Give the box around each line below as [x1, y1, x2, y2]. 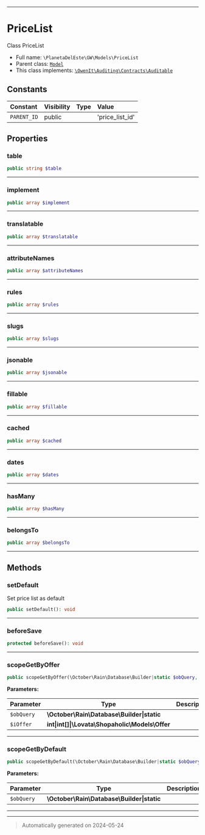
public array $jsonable [7, 370, 68, 376]
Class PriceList [7, 42, 44, 49]
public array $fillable [7, 403, 68, 410]
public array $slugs [7, 336, 60, 342]
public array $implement [7, 200, 70, 206]
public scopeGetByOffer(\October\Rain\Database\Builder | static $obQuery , [7, 674, 198, 681]
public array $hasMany [7, 506, 64, 512]
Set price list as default [7, 595, 65, 602]
